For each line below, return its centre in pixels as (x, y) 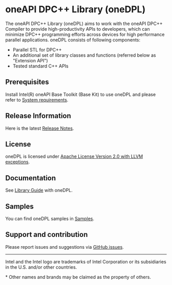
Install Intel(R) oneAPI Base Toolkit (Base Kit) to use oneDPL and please (81, 94)
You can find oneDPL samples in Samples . (50, 219)
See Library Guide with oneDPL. (39, 191)
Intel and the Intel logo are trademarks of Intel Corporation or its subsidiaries (86, 262)
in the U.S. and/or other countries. (41, 267)
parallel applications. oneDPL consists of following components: (73, 40)
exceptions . (17, 162)
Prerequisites (27, 82)
